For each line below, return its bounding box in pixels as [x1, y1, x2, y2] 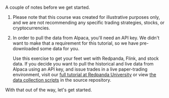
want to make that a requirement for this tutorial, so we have [12, 40, 139, 46]
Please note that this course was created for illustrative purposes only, [12, 14, 160, 20]
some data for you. [40, 46, 80, 51]
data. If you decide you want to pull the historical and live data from [12, 61, 154, 67]
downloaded [12, 46, 39, 51]
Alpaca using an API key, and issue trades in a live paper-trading [12, 66, 148, 72]
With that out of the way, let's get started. [5, 87, 92, 93]
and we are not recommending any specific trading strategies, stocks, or [12, 20, 165, 25]
